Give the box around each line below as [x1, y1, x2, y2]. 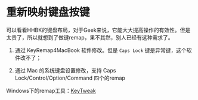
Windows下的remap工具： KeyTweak [6, 87, 97, 94]
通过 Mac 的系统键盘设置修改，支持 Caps [14, 66, 116, 74]
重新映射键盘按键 [6, 5, 91, 19]
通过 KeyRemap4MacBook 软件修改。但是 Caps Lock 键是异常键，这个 [14, 46, 187, 54]
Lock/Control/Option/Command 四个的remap [14, 74, 125, 81]
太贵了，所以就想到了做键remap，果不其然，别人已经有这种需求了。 [6, 34, 174, 41]
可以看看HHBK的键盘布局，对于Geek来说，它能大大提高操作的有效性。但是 [6, 26, 191, 34]
